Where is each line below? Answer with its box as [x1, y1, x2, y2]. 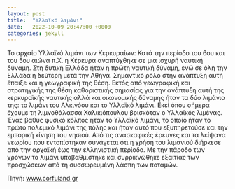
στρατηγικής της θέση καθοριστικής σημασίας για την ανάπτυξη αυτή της [7, 86, 225, 94]
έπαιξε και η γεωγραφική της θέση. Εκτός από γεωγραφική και [7, 78, 190, 87]
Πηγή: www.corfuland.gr [7, 174, 78, 183]
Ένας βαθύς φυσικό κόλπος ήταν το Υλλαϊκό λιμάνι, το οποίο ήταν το [7, 116, 211, 125]
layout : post [7, 10, 45, 17]
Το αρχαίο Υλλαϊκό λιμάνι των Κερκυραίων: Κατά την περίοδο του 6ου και [7, 49, 225, 57]
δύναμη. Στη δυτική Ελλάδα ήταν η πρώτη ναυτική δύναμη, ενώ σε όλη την [7, 64, 227, 72]
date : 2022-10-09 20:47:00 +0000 [7, 23, 111, 30]
